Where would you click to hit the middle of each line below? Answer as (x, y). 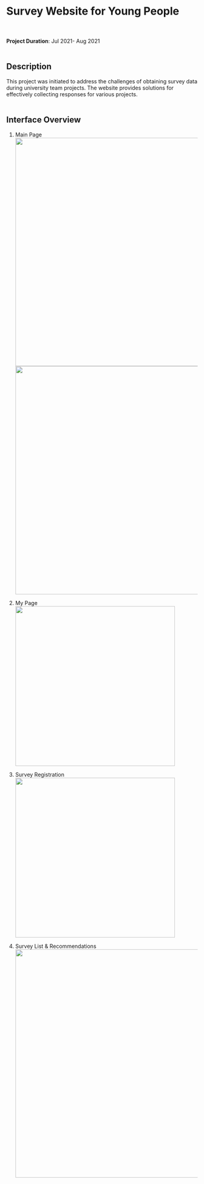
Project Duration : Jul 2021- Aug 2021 (53, 41)
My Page (26, 603)
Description (29, 67)
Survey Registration (40, 774)
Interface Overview (44, 120)
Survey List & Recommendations (56, 946)
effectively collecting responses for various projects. (72, 94)
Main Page (29, 135)
